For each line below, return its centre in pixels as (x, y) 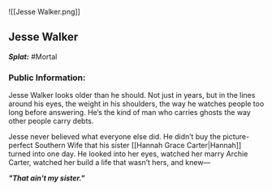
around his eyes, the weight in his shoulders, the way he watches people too (136, 104)
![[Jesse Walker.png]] (45, 12)
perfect (21, 146)
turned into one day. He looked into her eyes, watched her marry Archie (128, 154)
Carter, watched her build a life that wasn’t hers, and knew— (110, 163)
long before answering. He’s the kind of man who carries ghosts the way (130, 112)
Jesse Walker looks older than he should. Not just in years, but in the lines (132, 95)
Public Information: (47, 78)
